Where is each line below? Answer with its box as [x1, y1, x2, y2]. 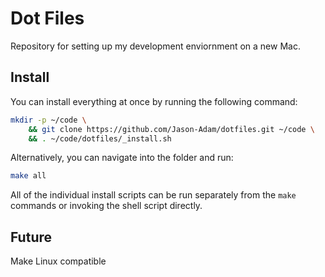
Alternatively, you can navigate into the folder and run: [10, 152, 234, 164]
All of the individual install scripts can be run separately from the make [10, 189, 297, 201]
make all [10, 171, 47, 181]
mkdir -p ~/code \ [10, 115, 87, 125]
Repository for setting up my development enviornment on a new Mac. [10, 40, 301, 52]
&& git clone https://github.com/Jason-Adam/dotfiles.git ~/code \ [28, 124, 315, 134]
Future [10, 228, 53, 246]
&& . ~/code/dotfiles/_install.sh [28, 133, 172, 144]
